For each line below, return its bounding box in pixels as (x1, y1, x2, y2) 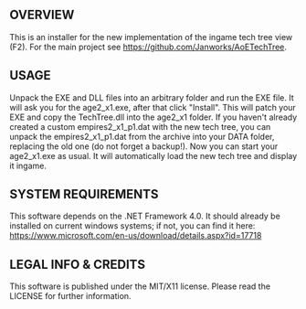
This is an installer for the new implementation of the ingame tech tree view (9, 31, 293, 42)
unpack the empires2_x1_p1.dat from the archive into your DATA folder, (9, 131, 275, 142)
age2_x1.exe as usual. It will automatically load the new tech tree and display (9, 150, 298, 161)
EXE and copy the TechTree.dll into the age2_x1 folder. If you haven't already (9, 112, 298, 123)
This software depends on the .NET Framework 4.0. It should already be (9, 210, 280, 222)
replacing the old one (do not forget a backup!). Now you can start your (9, 141, 279, 152)
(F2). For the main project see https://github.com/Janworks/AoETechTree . (9, 41, 288, 52)
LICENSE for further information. (9, 291, 132, 302)
